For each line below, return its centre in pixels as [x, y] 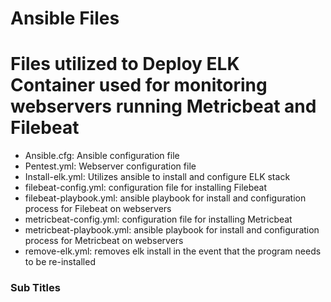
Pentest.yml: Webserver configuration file [110, 166]
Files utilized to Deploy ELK [125, 64]
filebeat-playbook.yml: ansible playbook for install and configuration [165, 198]
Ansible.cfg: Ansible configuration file [102, 156]
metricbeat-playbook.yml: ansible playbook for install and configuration [172, 230]
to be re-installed [60, 262]
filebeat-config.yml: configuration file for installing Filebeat [146, 188]
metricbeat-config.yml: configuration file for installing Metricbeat [158, 219]
